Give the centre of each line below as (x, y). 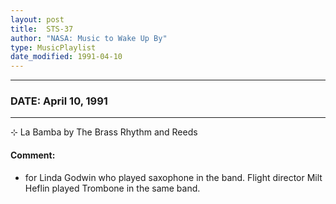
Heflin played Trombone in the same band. (112, 188)
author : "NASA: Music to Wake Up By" (89, 38)
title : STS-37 (42, 29)
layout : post (37, 19)
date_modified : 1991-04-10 (66, 57)
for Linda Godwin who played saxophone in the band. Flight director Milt (173, 177)
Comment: (33, 155)
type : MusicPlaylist (53, 47)
